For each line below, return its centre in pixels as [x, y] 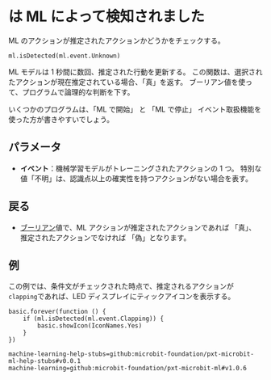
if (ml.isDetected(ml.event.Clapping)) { [93, 319]
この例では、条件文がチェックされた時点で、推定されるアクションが [121, 286]
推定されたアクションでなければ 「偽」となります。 [105, 237]
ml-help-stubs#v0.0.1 [45, 361]
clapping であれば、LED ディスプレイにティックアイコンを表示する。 [122, 297]
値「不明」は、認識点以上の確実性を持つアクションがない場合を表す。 [136, 178]
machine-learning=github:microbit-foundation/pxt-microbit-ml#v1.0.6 [128, 369]
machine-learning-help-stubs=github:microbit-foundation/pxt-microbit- [131, 354]
